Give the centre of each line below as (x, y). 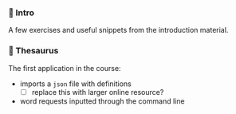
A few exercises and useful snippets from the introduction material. (118, 30)
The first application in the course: (65, 68)
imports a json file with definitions (75, 84)
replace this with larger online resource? (98, 92)
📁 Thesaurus (33, 51)
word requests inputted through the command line (102, 101)
